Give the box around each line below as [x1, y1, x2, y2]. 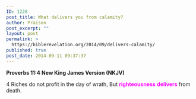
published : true [6, 47, 46, 53]
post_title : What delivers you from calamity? [6, 14, 124, 20]
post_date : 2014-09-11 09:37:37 [6, 53, 86, 59]
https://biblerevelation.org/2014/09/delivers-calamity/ [11, 42, 156, 48]
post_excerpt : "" [6, 25, 49, 31]
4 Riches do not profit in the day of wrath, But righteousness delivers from [6, 81, 191, 88]
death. [6, 87, 22, 94]
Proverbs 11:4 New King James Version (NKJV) [6, 69, 125, 76]
